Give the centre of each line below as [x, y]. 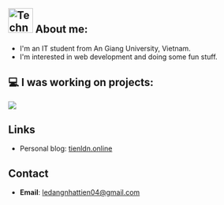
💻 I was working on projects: [81, 82]
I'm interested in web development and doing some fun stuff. [119, 57]
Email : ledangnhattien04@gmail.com [80, 192]
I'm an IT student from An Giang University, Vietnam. [105, 48]
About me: [62, 30]
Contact [28, 173]
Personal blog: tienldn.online [66, 149]
